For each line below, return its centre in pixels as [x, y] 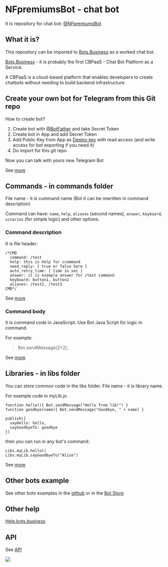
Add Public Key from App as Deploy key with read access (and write [84, 139]
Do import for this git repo [40, 150]
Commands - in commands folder [59, 186]
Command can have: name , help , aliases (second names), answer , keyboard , [84, 214]
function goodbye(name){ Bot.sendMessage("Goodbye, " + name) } [75, 409]
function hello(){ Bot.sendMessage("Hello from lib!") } [67, 405]
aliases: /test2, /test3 [36, 284]
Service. [14, 67]
